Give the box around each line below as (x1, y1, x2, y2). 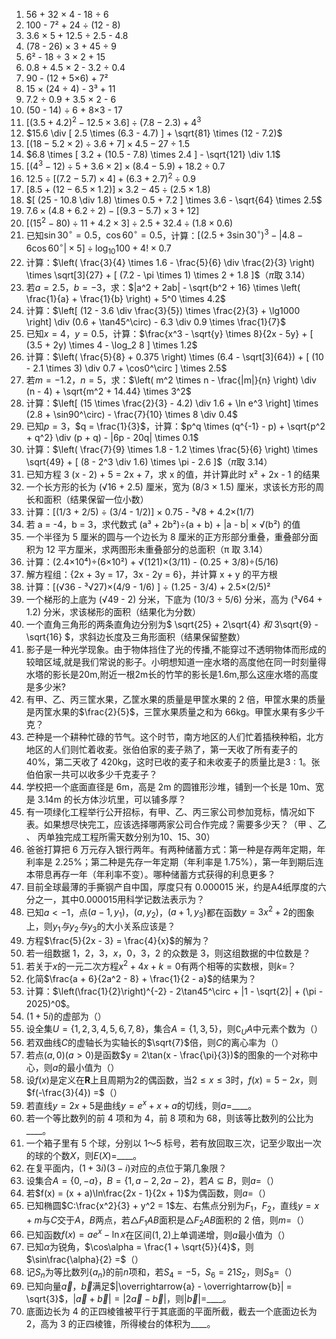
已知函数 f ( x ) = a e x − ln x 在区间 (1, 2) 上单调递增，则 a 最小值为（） (25, 1227, 291, 1241)
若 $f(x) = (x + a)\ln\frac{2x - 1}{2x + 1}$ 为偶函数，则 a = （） (25, 1187, 272, 1199)
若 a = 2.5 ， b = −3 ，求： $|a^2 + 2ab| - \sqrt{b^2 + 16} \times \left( (25, 281, 301, 293)
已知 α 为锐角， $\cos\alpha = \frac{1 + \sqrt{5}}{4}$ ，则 (25, 1241, 254, 1253)
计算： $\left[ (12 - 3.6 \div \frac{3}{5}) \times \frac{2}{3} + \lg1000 (25, 304, 301, 316)
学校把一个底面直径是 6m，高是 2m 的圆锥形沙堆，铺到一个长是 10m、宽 (25, 780, 325, 793)
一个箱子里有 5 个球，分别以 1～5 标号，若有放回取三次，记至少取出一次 (25, 1137, 322, 1149)
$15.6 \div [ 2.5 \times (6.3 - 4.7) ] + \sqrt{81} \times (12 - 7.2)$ (25, 127, 283, 139)
